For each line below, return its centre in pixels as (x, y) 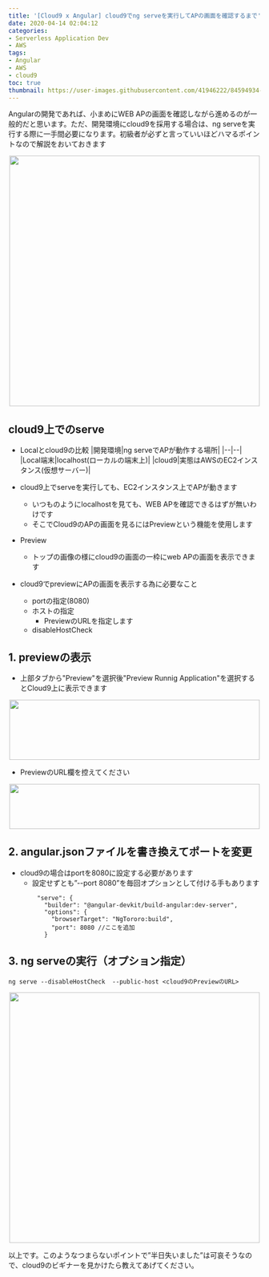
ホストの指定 (53, 611)
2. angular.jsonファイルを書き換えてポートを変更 (130, 852)
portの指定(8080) (60, 601)
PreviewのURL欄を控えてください (75, 772)
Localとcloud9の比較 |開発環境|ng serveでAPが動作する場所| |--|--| (131, 451)
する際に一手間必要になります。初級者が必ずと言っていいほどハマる (126, 134)
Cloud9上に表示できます (67, 688)
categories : (28, 30)
